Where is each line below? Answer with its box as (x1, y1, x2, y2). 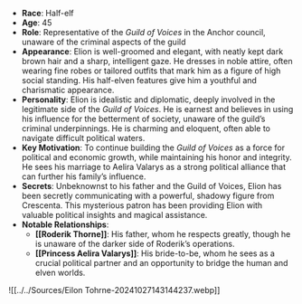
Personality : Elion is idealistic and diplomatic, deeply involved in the (21, 94, 276, 105)
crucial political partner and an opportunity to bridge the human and (34, 258, 288, 268)
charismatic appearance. (21, 85, 115, 95)
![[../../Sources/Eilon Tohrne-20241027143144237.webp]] (8, 285, 221, 295)
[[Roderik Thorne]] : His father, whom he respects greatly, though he (34, 229, 291, 239)
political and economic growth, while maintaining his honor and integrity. (21, 152, 293, 162)
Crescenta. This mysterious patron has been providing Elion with (21, 200, 263, 211)
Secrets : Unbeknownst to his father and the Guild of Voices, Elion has (21, 181, 282, 191)
